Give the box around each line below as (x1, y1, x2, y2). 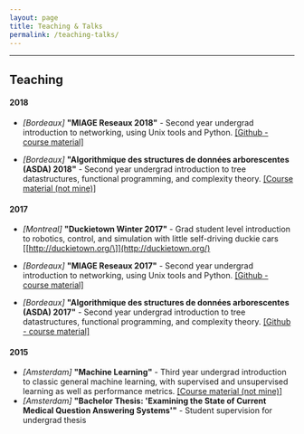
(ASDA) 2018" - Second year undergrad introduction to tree (22, 164, 247, 175)
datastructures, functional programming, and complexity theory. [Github (22, 316, 291, 327)
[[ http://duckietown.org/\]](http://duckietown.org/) (22, 243, 211, 254)
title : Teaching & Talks (9, 22, 103, 31)
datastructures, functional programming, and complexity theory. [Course (22, 173, 294, 184)
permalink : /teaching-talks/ (9, 30, 119, 39)
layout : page (9, 13, 59, 23)
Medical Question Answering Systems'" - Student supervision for (22, 405, 273, 416)
